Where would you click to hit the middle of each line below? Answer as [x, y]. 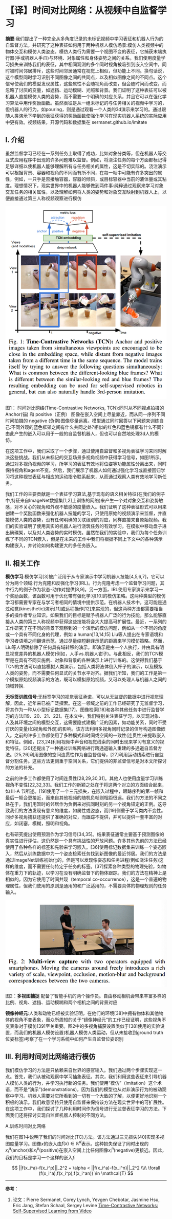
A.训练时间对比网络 [26, 1126]
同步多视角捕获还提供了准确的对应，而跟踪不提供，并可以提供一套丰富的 [81, 817]
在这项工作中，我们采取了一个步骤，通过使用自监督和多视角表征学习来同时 [84, 451]
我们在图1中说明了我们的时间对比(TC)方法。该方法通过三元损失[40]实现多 [83, 1137]
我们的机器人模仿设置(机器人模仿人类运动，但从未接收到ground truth [91, 1032]
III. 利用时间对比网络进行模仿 [50, 1057]
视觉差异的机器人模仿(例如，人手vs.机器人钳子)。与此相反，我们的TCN [84, 654]
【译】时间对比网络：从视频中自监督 [82, 11]
